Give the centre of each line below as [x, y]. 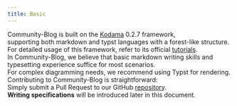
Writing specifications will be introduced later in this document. [101, 95]
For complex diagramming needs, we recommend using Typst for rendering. [119, 72]
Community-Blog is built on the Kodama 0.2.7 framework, [91, 34]
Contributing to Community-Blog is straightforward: [83, 80]
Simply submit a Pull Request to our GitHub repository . [87, 87]
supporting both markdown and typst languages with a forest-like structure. [118, 42]
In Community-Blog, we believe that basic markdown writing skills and [110, 57]
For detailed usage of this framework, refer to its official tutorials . [102, 49]
